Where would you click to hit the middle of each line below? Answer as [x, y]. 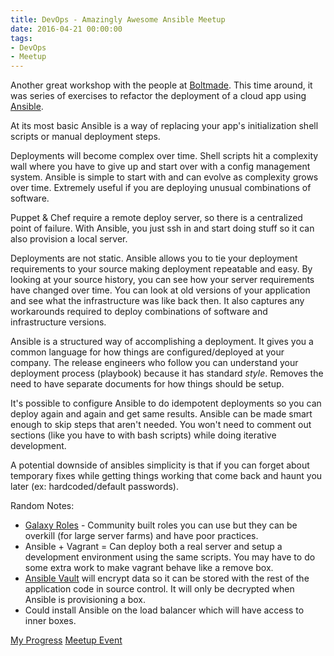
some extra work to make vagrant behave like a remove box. [149, 568]
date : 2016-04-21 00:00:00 [66, 29]
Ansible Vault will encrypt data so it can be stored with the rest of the [167, 578]
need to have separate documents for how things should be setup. [147, 384]
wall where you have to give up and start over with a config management [160, 167]
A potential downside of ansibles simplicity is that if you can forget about [160, 465]
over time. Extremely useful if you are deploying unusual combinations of [161, 188]
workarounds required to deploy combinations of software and [139, 312]
